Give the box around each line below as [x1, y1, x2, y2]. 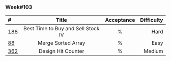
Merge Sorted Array [38, 39, 85, 46]
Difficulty [139, 17, 163, 24]
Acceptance [105, 17, 135, 24]
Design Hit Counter [39, 48, 84, 55]
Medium [144, 48, 163, 55]
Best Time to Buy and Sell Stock [23, 25, 100, 32]
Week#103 [5, 4, 33, 11]
